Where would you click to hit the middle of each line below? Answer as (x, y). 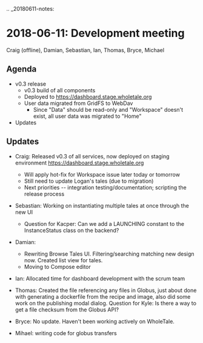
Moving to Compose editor (57, 267)
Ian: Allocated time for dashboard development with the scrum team (100, 278)
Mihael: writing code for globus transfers (66, 333)
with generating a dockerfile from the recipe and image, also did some (103, 296)
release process (44, 194)
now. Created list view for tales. (63, 260)
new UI (24, 212)
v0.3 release (31, 84)
